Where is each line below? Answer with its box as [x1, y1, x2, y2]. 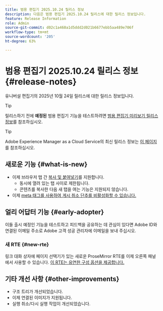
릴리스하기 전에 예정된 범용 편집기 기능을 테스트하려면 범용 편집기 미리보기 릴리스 [5, 112, 159, 118]
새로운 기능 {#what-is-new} [5, 160, 88, 168]
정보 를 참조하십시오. [5, 119, 43, 125]
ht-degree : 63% [5, 39, 36, 44]
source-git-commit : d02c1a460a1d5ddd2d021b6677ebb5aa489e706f [5, 25, 134, 30]
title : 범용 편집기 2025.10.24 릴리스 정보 [5, 7, 84, 12]
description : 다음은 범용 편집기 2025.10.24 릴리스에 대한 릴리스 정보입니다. [5, 12, 146, 17]
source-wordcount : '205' [5, 35, 55, 39]
